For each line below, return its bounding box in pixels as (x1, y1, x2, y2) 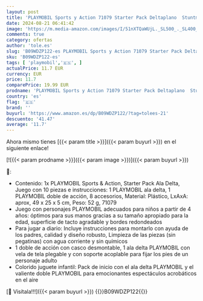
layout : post (6, 8, 39, 15)
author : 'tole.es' (6, 43, 53, 49)
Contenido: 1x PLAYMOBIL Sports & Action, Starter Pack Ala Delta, (14, 180, 180, 187)
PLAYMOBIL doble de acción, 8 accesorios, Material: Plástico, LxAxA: (14, 193, 188, 200)
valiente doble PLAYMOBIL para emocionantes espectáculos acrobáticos (14, 270, 197, 277)
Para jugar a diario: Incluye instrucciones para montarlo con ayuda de (14, 225, 188, 232)
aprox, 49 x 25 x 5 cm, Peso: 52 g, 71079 (14, 199, 117, 207)
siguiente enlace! (6, 145, 49, 152)
